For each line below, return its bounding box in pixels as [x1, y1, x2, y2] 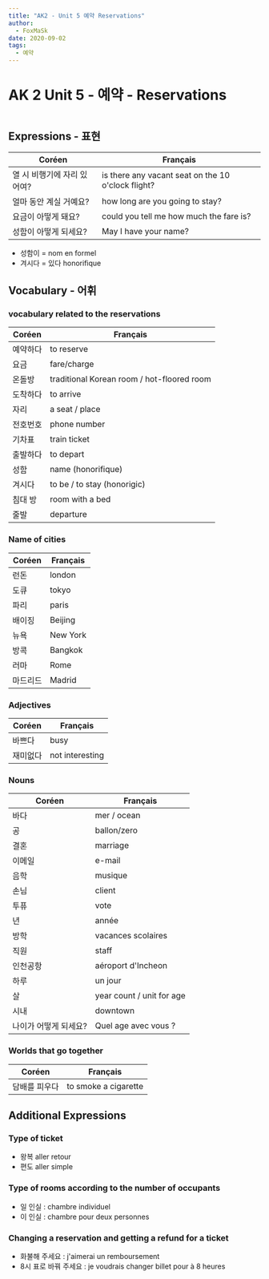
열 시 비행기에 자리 [12, 169, 78, 180]
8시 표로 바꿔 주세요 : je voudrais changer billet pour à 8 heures [19, 1261, 226, 1271]
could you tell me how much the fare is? [101, 210, 251, 221]
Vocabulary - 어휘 [8, 284, 98, 297]
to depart [49, 449, 85, 460]
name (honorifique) [49, 464, 123, 475]
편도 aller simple [19, 1162, 74, 1172]
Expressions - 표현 [8, 130, 102, 143]
